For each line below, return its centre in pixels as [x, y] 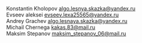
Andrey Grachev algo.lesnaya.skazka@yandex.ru [67, 21]
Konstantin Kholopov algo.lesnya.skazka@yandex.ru [71, 9]
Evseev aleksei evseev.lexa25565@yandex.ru [62, 15]
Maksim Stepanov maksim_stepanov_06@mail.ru [66, 34]
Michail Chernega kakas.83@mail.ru [51, 27]
